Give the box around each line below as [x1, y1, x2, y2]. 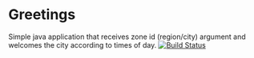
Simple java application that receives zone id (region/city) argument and [8, 32, 246, 41]
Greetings [8, 6, 76, 24]
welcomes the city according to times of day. [8, 40, 157, 49]
